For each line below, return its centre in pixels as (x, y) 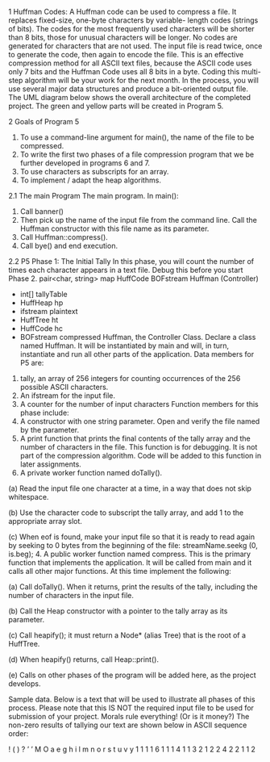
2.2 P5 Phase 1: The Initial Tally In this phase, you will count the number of (131, 261)
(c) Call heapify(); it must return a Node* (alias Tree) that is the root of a (127, 635)
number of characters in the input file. (71, 595)
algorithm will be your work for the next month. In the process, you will (142, 80)
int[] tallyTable (44, 294)
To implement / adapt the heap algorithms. (90, 180)
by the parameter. (50, 430)
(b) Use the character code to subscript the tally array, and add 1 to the (126, 513)
